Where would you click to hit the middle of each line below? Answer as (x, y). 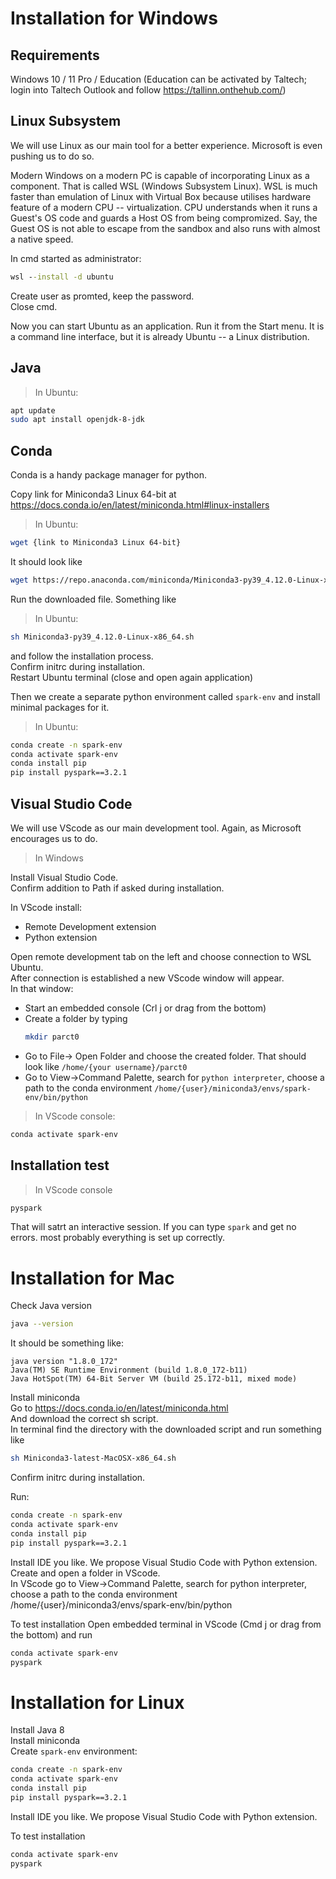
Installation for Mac (92, 1278)
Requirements (55, 55)
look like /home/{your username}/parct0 (106, 1066)
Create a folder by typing (76, 1018)
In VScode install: (46, 907)
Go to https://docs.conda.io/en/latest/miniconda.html (119, 1408)
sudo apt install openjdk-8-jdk (77, 420)
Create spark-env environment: (74, 1751)
